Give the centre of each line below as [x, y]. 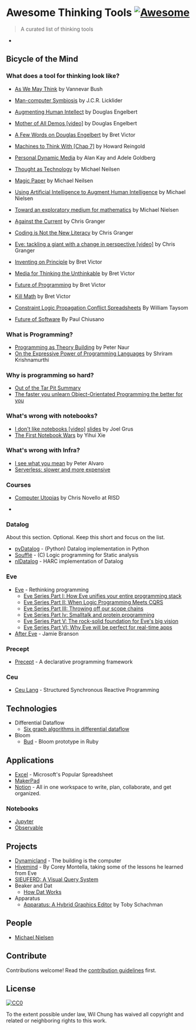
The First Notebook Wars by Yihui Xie [60, 435]
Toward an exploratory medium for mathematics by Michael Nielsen [97, 209]
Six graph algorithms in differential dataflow [76, 729]
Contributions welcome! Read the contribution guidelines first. [81, 970]
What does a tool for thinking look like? [63, 76]
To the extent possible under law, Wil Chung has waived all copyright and [95, 1015]
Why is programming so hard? [50, 375]
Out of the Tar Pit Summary [48, 388]
